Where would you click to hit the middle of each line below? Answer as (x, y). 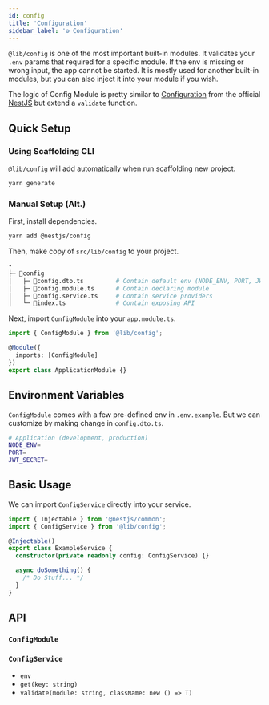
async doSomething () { (53, 570)
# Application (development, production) (78, 438)
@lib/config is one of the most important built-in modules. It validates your (132, 54)
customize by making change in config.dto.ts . (86, 423)
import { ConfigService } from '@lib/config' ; (87, 526)
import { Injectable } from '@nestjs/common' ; (87, 519)
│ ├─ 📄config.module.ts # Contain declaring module (109, 288)
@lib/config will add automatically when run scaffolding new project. (122, 168)
